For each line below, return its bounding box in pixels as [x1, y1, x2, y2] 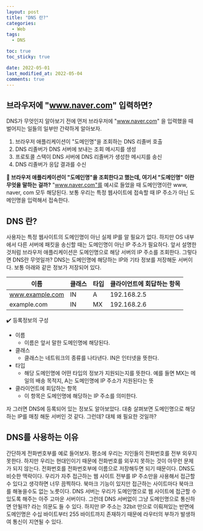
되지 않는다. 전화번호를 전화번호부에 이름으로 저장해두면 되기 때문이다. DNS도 [12, 465, 196, 472]
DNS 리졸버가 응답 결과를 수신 [15, 161, 87, 168]
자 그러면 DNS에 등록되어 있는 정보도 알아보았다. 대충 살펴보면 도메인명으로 [6, 405, 184, 412]
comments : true [6, 76, 45, 82]
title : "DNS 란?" [6, 15, 49, 21]
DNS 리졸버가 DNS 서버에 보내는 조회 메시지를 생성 [15, 145, 136, 153]
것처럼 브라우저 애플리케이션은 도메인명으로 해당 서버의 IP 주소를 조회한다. [6, 249, 181, 255]
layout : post [6, 9, 39, 15]
